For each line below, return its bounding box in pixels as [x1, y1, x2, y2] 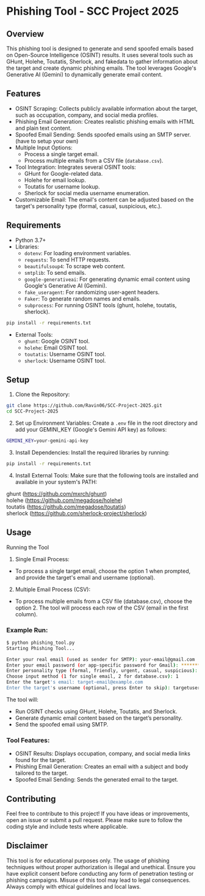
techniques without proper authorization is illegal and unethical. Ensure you [6, 863, 196, 870]
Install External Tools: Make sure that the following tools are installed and [15, 471, 199, 479]
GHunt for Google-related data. [24, 170, 103, 177]
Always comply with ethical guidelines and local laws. [6, 883, 142, 890]
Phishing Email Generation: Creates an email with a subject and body [15, 763, 189, 771]
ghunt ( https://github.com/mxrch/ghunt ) [6, 490, 107, 497]
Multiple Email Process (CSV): [15, 586, 90, 593]
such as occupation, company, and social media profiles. [15, 111, 159, 119]
